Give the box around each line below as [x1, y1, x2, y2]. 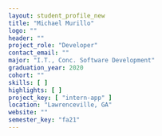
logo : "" [8, 26, 38, 34]
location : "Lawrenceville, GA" [8, 101, 113, 109]
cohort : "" [8, 71, 45, 79]
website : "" [8, 109, 48, 117]
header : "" [8, 34, 45, 42]
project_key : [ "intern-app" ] [8, 94, 113, 102]
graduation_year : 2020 [8, 64, 84, 72]
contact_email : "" [8, 49, 69, 57]
